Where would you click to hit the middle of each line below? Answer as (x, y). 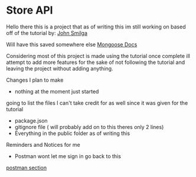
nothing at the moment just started (57, 91)
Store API (30, 10)
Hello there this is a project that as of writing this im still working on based (96, 27)
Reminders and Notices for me (43, 144)
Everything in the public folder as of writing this (72, 133)
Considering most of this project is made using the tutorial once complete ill (98, 56)
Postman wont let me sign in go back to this (68, 156)
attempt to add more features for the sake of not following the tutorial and (96, 62)
